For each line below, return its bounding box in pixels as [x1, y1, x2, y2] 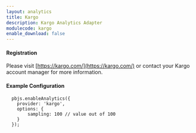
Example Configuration [6, 82, 65, 89]
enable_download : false [6, 31, 66, 37]
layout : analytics [6, 8, 52, 15]
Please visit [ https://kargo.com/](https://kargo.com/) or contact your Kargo [6, 62, 190, 69]
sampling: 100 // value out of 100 [27, 111, 116, 117]
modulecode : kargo [6, 25, 52, 31]
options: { [17, 106, 44, 112]
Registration [6, 49, 38, 56]
